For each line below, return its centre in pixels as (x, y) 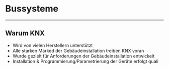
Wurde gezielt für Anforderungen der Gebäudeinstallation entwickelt (83, 56)
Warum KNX (25, 33)
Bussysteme (32, 9)
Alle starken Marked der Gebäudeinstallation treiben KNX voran (78, 50)
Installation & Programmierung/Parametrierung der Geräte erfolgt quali (85, 61)
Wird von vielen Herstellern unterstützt (53, 45)
